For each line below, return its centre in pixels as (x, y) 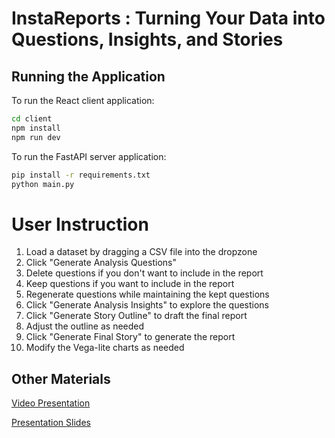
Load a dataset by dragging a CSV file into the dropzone (141, 252)
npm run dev (36, 137)
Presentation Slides (51, 423)
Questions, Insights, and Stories (147, 39)
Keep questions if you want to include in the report (130, 284)
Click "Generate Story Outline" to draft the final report (136, 316)
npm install (36, 128)
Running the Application (88, 76)
